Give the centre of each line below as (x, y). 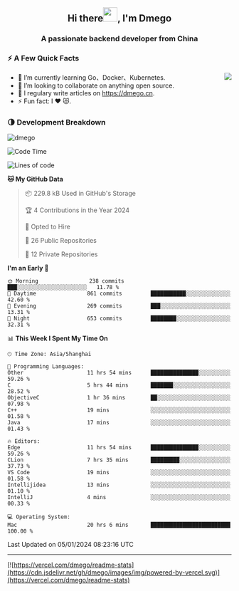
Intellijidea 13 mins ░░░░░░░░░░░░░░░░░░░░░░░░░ (119, 485)
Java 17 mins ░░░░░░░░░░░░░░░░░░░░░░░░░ (119, 422)
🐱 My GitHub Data (36, 179)
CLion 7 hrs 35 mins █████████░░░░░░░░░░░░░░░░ (119, 460)
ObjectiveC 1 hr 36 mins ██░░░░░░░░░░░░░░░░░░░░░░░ (119, 397)
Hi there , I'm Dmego (119, 19)
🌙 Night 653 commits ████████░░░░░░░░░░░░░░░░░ (119, 318)
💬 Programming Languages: (46, 366)
